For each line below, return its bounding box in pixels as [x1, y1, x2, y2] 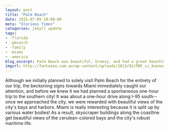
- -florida [5, 36, 28, 41]
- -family [5, 45, 26, 50]
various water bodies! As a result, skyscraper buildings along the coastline [5, 109, 159, 116]
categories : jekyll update [5, 26, 62, 31]
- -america [5, 54, 28, 59]
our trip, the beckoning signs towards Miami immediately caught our [5, 83, 147, 89]
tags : [5, 31, 17, 36]
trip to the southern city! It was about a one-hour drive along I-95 [5, 94, 141, 100]
